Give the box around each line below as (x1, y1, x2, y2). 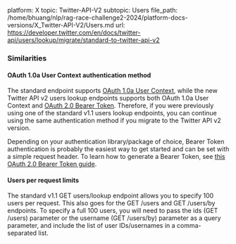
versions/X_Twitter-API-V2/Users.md (7, 21, 114, 29)
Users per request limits (7, 176, 80, 184)
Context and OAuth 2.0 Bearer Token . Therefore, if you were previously (7, 101, 214, 110)
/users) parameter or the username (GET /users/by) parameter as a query (7, 214, 221, 222)
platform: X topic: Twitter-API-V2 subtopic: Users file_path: (7, 6, 178, 14)
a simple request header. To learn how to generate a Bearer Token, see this (7, 153, 225, 161)
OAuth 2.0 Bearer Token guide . (7, 160, 97, 168)
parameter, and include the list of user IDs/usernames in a (7, 221, 175, 230)
